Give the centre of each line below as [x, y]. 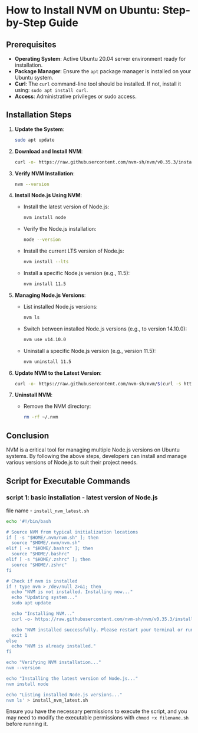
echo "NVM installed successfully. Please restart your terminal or [97, 630]
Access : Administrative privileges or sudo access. [75, 96]
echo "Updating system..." [44, 598]
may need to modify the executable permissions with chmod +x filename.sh [98, 718]
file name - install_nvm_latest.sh [48, 511]
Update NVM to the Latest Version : [58, 373]
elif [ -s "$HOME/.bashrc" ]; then [50, 549]
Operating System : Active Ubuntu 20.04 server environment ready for [100, 59]
